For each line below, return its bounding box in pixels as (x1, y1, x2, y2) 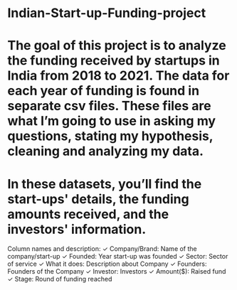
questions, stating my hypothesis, (7, 128, 214, 144)
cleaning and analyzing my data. (7, 144, 204, 159)
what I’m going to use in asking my (7, 113, 216, 129)
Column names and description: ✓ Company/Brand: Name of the (7, 245, 197, 253)
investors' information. (7, 221, 147, 237)
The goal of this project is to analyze (7, 38, 226, 54)
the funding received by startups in (7, 53, 221, 69)
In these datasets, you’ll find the (7, 176, 202, 192)
